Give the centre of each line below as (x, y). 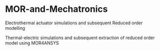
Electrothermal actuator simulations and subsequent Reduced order (74, 23)
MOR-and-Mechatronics (56, 9)
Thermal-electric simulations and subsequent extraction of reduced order (80, 38)
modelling (15, 28)
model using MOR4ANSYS (32, 43)
